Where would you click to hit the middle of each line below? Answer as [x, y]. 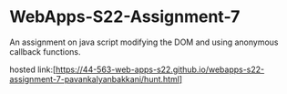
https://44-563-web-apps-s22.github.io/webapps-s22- [160, 69]
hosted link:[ [33, 69]
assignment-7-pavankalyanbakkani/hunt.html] [96, 78]
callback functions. [45, 51]
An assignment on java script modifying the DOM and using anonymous [144, 42]
